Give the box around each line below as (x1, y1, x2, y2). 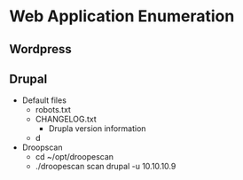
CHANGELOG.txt (35, 113, 98, 125)
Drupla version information (48, 123, 146, 134)
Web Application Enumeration (9, 6, 235, 27)
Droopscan (21, 142, 63, 153)
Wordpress (9, 42, 73, 57)
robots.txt (35, 105, 71, 115)
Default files (21, 95, 67, 106)
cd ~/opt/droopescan (35, 152, 114, 162)
